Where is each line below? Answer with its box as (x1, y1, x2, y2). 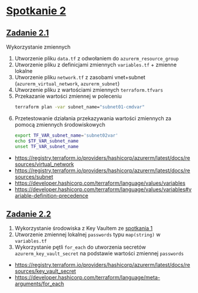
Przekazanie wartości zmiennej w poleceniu (14, 93, 122, 99)
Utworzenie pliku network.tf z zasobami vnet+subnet (14, 74, 146, 81)
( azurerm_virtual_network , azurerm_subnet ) (14, 80, 120, 87)
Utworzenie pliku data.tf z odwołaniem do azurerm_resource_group (14, 55, 179, 62)
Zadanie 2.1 (6, 28, 49, 38)
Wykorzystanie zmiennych (6, 43, 71, 50)
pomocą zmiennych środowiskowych (14, 121, 105, 128)
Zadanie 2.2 (6, 209, 51, 219)
